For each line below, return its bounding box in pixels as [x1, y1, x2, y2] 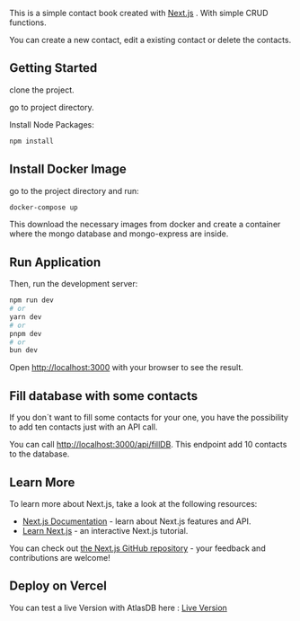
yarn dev [9, 312, 42, 322]
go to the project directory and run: [9, 185, 139, 196]
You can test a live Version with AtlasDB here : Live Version [9, 602, 227, 613]
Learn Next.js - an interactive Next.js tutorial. [22, 525, 189, 536]
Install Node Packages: [9, 119, 94, 129]
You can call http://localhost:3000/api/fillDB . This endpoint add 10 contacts [9, 439, 287, 450]
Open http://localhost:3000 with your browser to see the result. [9, 362, 244, 373]
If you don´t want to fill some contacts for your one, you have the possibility [9, 413, 289, 423]
